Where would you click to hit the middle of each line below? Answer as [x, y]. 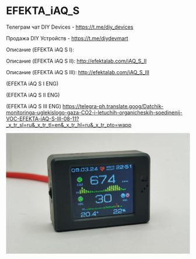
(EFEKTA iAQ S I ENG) [32, 84]
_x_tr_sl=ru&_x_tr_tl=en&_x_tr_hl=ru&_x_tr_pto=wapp [69, 125]
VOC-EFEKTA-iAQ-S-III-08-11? [43, 119]
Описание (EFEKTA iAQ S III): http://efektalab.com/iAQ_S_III [78, 72]
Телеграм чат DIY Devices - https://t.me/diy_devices [70, 27]
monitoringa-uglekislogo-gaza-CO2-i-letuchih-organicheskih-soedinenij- [94, 112]
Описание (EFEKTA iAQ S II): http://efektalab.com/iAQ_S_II [76, 61]
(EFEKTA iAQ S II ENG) [33, 95]
